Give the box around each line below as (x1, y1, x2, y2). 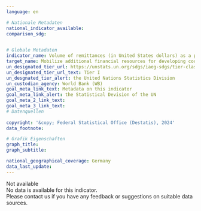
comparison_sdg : (6, 31, 47, 37)
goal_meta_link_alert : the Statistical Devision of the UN (6, 92, 157, 98)
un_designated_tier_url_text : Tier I (6, 70, 100, 76)
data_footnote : (6, 125, 44, 131)
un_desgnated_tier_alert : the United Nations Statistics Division (6, 75, 175, 81)
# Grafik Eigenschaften (6, 136, 66, 142)
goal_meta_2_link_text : (6, 97, 66, 104)
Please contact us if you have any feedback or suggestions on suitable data (6, 192, 193, 200)
